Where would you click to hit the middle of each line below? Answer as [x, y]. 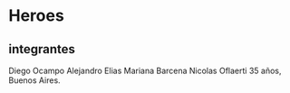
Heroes [36, 16]
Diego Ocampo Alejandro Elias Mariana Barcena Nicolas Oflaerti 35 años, [145, 70]
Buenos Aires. [34, 80]
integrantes [42, 49]
